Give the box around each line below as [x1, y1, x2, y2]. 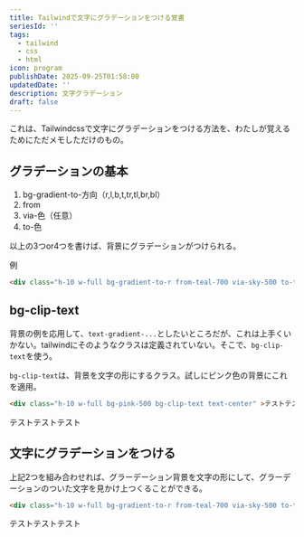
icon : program [9, 64, 63, 73]
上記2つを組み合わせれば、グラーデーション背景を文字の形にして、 [9, 471, 260, 482]
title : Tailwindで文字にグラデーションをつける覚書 [9, 13, 185, 23]
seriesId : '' [9, 22, 59, 31]
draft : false [9, 97, 59, 107]
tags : [9, 30, 30, 39]
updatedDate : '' [9, 80, 71, 89]
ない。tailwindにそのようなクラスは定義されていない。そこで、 [16, 339, 252, 350]
